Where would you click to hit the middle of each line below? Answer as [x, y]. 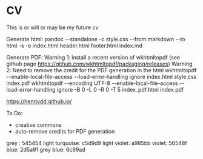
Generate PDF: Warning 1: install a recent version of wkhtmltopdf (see [93, 57]
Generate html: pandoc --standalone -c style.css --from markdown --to [96, 39]
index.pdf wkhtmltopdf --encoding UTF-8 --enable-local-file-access [92, 83]
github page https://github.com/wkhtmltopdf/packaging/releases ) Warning [99, 64]
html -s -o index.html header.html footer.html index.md [74, 46]
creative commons [38, 124]
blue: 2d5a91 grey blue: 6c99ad [46, 149]
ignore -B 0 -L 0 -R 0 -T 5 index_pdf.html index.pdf [120, 89]
